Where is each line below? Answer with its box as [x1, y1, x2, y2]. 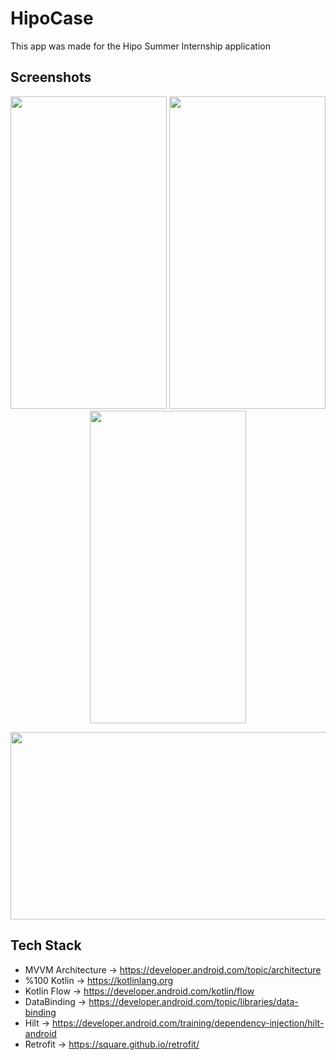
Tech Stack [10, 937, 82, 954]
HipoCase [10, 7, 94, 30]
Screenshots [10, 69, 92, 86]
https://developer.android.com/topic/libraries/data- [88, 995, 299, 1007]
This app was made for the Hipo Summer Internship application [10, 40, 271, 52]
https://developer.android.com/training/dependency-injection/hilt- [52, 1017, 325, 1029]
